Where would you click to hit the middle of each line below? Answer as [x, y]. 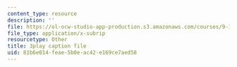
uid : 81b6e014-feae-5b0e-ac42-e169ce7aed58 [72, 53]
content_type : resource [42, 14]
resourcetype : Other [38, 40]
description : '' [31, 20]
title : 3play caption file [47, 46]
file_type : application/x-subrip [56, 33]
